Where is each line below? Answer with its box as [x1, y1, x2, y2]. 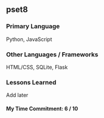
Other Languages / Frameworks [6, 50, 99, 58]
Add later [6, 92, 28, 99]
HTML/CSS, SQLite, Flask [6, 63, 68, 70]
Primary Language [6, 22, 60, 31]
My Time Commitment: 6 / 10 [6, 105, 78, 112]
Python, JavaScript [6, 35, 52, 43]
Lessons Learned [6, 78, 57, 86]
